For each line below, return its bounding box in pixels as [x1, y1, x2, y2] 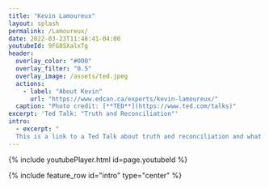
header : [8, 49, 35, 58]
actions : [15, 79, 45, 88]
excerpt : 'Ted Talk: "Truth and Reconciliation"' [8, 110, 179, 118]
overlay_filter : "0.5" [15, 65, 92, 73]
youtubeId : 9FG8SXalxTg [8, 42, 89, 50]
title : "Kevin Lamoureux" [8, 11, 95, 20]
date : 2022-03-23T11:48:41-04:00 [8, 34, 121, 43]
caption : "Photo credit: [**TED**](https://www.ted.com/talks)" [15, 102, 237, 110]
